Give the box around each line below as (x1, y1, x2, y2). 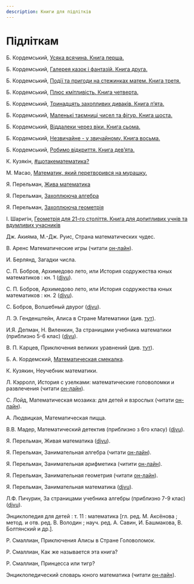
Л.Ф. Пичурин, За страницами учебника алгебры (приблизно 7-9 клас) (6, 494, 186, 502)
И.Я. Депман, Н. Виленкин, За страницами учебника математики (6, 326, 172, 333)
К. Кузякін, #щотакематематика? (6, 157, 90, 165)
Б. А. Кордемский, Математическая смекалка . (6, 355, 125, 362)
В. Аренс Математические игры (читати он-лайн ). (6, 244, 133, 251)
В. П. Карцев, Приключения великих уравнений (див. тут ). (6, 344, 154, 351)
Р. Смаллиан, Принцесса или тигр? (6, 560, 96, 567)
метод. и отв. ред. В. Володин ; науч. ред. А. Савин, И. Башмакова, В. (6, 519, 183, 526)
